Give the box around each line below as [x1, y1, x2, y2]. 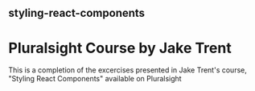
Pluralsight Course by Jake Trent [8, 39, 232, 57]
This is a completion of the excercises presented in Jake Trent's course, [8, 65, 247, 75]
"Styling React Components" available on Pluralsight [8, 74, 183, 84]
